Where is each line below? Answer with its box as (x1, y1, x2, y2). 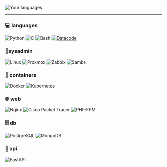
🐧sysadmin (5, 48, 33, 55)
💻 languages (5, 22, 38, 29)
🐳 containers (5, 71, 37, 78)
